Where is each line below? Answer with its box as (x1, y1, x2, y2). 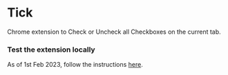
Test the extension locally (7, 45, 95, 54)
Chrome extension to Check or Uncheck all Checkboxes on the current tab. (7, 28, 221, 36)
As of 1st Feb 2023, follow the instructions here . (7, 61, 143, 69)
